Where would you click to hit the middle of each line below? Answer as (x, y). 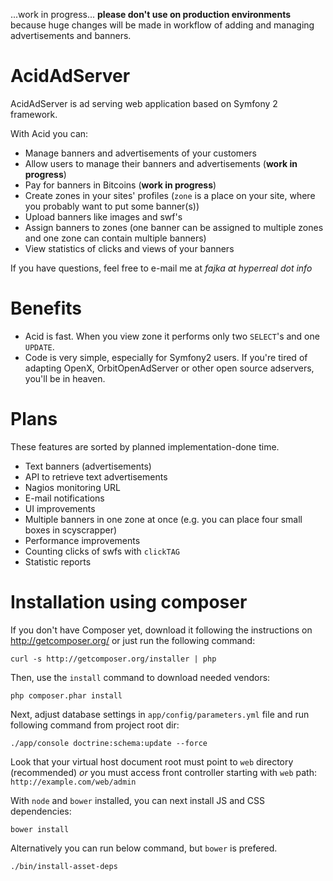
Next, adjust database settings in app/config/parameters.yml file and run (160, 714)
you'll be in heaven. (65, 378)
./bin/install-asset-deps (64, 866)
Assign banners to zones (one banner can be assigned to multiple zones (174, 227)
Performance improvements (82, 540)
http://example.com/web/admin (73, 782)
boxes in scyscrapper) (71, 530)
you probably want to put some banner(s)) (112, 206)
